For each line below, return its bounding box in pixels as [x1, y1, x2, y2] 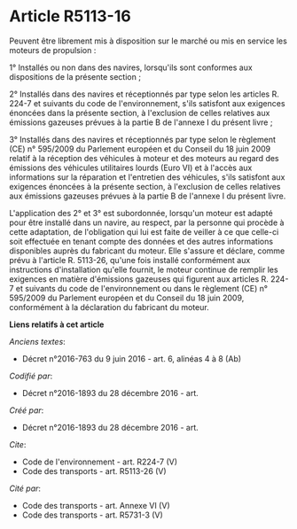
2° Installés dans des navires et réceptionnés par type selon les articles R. [9, 89, 279, 99]
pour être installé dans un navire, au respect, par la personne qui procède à [9, 217, 285, 228]
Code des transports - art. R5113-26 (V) [21, 465, 167, 476]
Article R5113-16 [9, 6, 131, 27]
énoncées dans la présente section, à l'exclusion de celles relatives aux [9, 107, 270, 118]
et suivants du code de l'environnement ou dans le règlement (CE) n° [15, 283, 269, 293]
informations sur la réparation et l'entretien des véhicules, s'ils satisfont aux [9, 171, 285, 183]
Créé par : [9, 405, 44, 416]
